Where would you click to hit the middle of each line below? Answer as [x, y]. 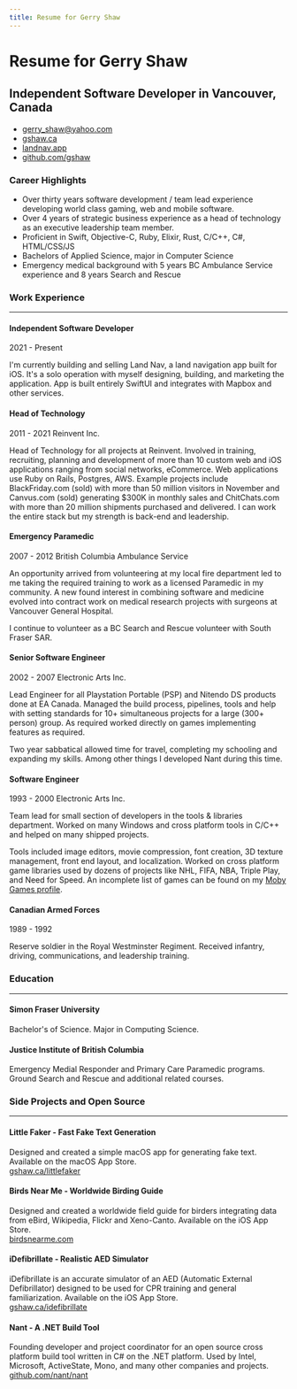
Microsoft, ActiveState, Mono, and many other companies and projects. [139, 1366]
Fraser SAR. [31, 637]
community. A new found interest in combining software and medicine [137, 592]
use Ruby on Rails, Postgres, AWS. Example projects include [119, 478]
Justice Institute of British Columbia [76, 1049]
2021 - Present [36, 348]
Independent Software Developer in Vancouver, [143, 94]
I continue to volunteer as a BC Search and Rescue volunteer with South [140, 628]
